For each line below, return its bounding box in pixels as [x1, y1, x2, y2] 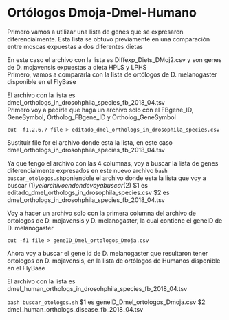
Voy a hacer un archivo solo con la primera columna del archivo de [7, 209, 197, 217]
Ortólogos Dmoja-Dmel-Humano [7, 5, 197, 21]
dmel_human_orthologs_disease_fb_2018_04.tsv [7, 305, 144, 313]
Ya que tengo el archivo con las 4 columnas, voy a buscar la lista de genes [7, 159, 219, 167]
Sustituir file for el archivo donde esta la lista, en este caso [7, 138, 173, 146]
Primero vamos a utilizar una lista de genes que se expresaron [7, 28, 184, 36]
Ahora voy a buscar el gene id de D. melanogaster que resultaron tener [7, 249, 208, 257]
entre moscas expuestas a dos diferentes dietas [7, 42, 143, 50]
